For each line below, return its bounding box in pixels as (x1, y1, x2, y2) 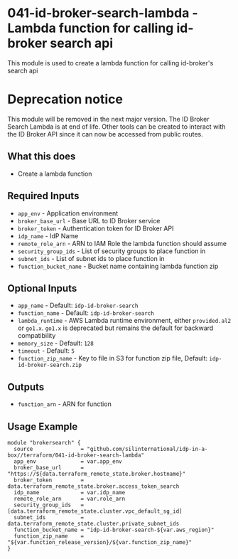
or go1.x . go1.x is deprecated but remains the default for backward (17, 324, 214, 332)
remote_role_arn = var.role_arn (13, 495, 126, 502)
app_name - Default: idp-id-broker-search (17, 301, 139, 310)
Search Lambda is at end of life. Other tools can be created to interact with (7, 122, 226, 131)
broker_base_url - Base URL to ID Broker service (17, 216, 161, 225)
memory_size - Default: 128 (17, 339, 94, 348)
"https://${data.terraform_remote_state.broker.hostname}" (7, 470, 186, 477)
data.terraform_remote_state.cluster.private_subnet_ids (7, 520, 180, 527)
